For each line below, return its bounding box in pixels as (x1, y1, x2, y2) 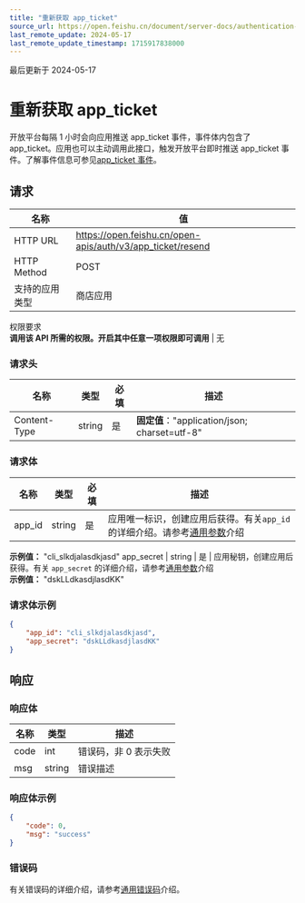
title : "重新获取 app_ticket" (9, 13, 118, 23)
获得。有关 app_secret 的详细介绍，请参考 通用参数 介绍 (9, 562, 214, 573)
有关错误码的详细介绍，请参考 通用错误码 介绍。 (9, 884, 184, 895)
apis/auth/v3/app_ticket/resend (75, 240, 211, 253)
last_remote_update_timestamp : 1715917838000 (9, 38, 184, 48)
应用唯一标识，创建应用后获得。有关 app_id (107, 512, 290, 525)
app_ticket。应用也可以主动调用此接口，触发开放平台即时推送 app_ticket (9, 143, 280, 154)
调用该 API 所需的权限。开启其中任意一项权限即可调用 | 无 (9, 332, 225, 343)
